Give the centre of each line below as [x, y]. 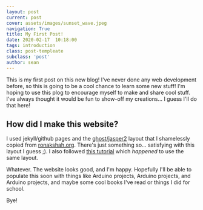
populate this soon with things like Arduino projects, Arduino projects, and [98, 176]
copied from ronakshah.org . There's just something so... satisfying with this [101, 145]
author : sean [23, 62]
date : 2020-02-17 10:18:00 [42, 40]
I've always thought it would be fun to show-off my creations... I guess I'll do [101, 99]
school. [15, 189]
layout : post [23, 12]
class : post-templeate [35, 51]
